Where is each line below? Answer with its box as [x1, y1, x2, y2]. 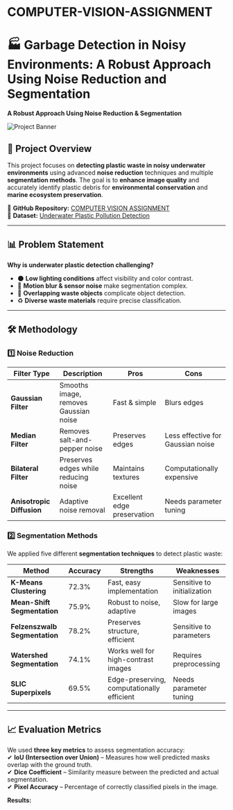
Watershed [10, 650, 49, 660]
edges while [59, 464, 99, 474]
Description [62, 369, 103, 379]
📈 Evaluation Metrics [7, 724, 102, 736]
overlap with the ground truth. [7, 760, 92, 768]
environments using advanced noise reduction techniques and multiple [7, 168, 214, 177]
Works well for [107, 646, 155, 655]
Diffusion [10, 506, 42, 515]
